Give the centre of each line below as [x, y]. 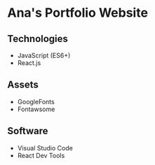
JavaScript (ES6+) [44, 55]
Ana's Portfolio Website [78, 13]
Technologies [38, 39]
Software [28, 131]
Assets [23, 85]
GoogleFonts [36, 101]
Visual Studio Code [45, 148]
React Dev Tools [41, 155]
